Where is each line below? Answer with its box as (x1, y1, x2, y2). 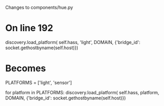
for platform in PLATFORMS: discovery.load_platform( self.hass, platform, (5, 89, 159, 95)
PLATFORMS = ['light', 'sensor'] (5, 79, 73, 86)
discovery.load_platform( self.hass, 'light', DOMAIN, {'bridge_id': (5, 39, 140, 45)
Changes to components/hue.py (5, 5, 73, 10)
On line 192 (5, 23, 54, 34)
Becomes (5, 62, 46, 74)
